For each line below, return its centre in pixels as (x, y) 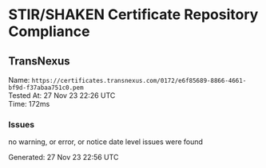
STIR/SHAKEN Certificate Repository (133, 15)
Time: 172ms (29, 104)
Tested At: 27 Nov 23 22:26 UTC (62, 96)
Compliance (49, 31)
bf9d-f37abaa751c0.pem (46, 88)
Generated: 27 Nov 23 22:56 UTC (64, 158)
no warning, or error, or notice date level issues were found (106, 142)
